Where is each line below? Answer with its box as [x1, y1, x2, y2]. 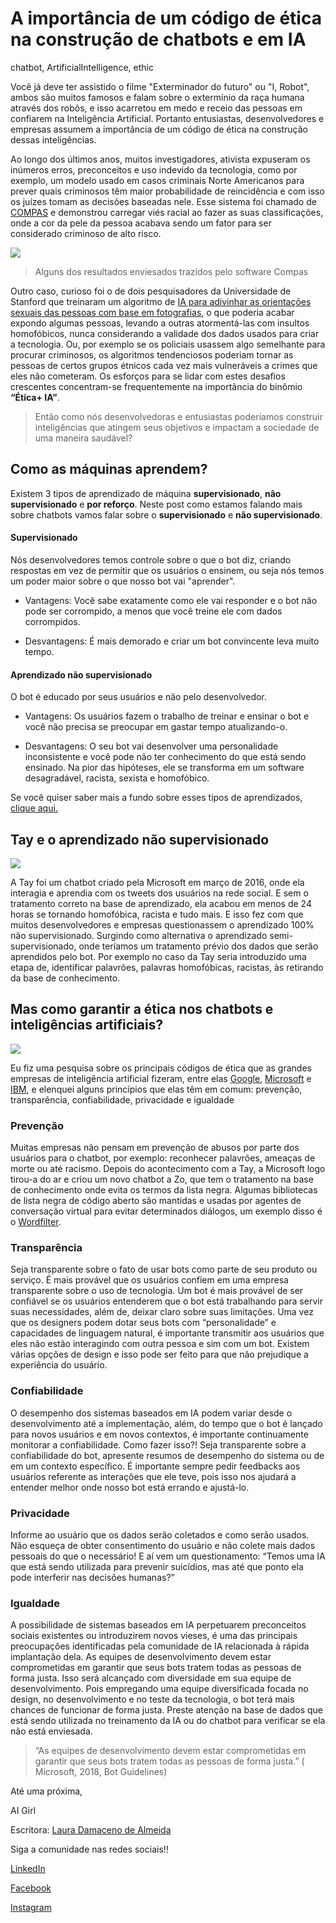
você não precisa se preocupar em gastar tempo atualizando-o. [24, 721, 288, 733]
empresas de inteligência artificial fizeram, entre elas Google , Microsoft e [10, 1072, 312, 1084]
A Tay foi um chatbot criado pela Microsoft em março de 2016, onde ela [10, 876, 305, 888]
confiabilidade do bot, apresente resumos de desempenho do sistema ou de [10, 1449, 325, 1461]
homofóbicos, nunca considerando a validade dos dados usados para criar [10, 327, 320, 339]
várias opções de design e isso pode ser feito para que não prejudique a [10, 1348, 309, 1361]
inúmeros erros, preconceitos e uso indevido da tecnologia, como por [10, 163, 298, 176]
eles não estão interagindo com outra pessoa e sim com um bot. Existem [10, 1338, 310, 1350]
